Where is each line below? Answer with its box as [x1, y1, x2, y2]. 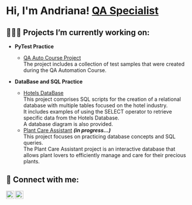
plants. [23, 158, 40, 165]
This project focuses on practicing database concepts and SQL [23, 133, 176, 140]
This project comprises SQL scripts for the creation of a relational [23, 95, 181, 102]
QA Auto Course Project [23, 54, 81, 61]
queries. [23, 139, 43, 146]
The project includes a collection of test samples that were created [23, 60, 185, 67]
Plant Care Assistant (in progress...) [23, 127, 111, 134]
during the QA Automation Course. [23, 67, 107, 74]
